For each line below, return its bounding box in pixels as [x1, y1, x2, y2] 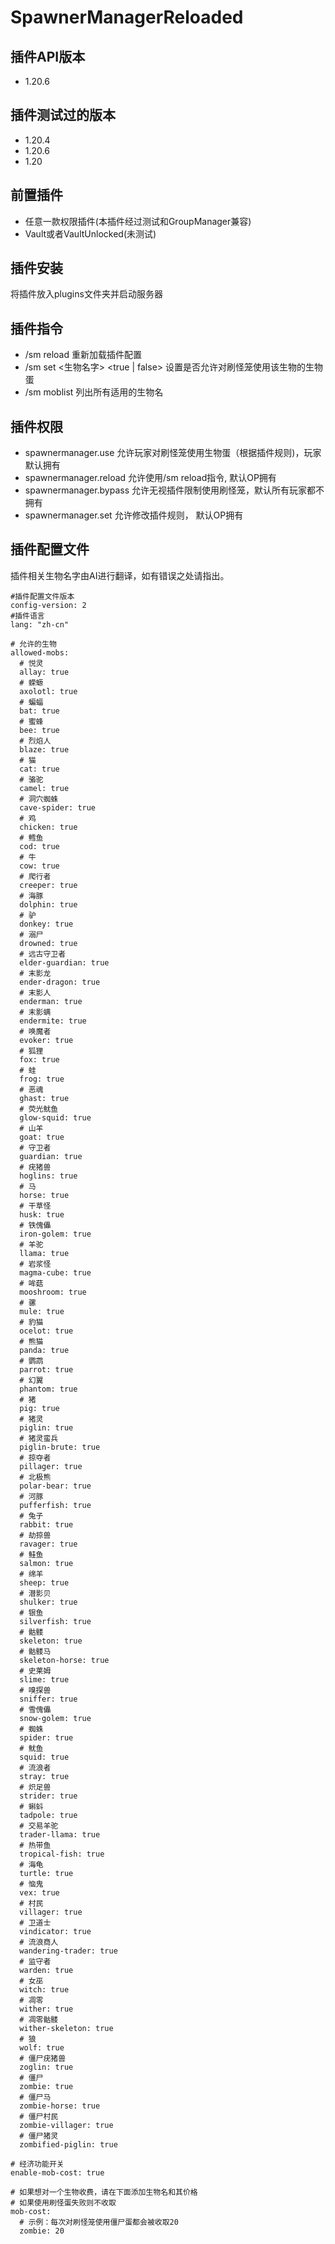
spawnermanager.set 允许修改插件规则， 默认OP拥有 [24, 509, 244, 521]
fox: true [19, 1054, 60, 1065]
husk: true [19, 1209, 65, 1220]
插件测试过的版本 [10, 107, 116, 124]
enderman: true [19, 996, 83, 1006]
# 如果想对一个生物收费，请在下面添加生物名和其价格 [10, 2187, 198, 2197]
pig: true [19, 1403, 60, 1413]
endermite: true [19, 1016, 87, 1026]
